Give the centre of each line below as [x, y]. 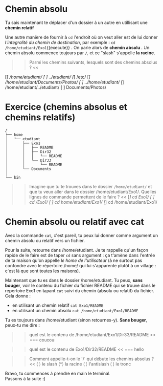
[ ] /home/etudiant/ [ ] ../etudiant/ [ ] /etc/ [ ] [48, 77]
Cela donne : [18, 296]
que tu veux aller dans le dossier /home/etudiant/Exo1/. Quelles [93, 192]
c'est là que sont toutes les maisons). [43, 271]
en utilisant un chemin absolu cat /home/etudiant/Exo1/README [75, 310]
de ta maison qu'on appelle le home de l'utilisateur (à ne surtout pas [74, 260]
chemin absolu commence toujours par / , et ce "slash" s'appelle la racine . [80, 53]
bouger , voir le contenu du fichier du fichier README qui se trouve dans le [80, 285]
